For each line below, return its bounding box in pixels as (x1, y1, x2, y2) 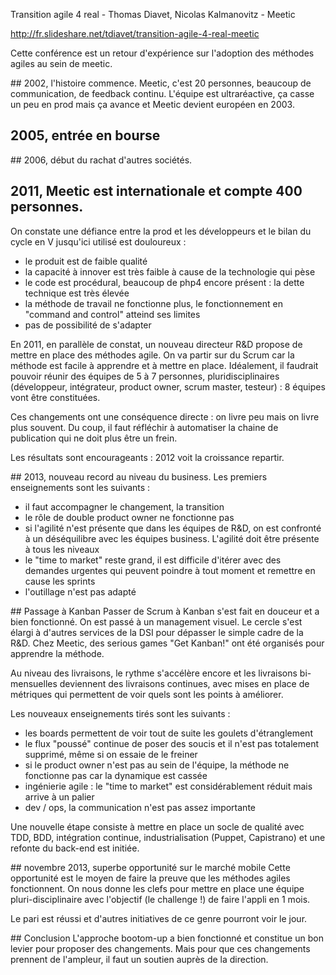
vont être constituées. (10, 391, 101, 403)
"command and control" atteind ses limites (24, 308, 201, 320)
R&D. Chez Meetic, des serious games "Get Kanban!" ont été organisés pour (10, 637, 325, 649)
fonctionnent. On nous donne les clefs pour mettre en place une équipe (10, 882, 305, 894)
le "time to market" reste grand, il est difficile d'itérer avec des (24, 554, 282, 566)
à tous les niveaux (24, 543, 100, 555)
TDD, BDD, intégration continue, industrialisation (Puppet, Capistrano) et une (10, 831, 326, 843)
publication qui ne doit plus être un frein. (10, 432, 178, 444)
